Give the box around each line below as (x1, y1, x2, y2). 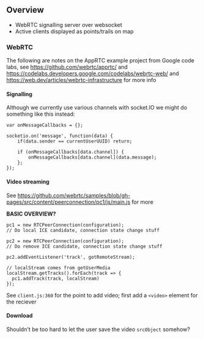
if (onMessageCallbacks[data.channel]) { (17, 149, 124, 155)
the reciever (6, 298, 37, 305)
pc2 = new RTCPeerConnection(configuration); (6, 238, 124, 244)
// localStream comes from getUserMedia (6, 264, 111, 271)
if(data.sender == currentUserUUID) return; (17, 138, 133, 144)
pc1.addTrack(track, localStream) (12, 275, 100, 281)
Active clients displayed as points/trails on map (15, 28, 134, 35)
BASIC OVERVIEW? (6, 210, 56, 217)
